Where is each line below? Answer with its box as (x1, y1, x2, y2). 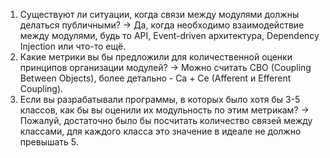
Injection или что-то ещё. (19, 40, 127, 52)
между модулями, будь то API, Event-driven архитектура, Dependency (19, 30, 320, 41)
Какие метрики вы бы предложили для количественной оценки (19, 51, 293, 63)
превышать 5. (19, 136, 79, 148)
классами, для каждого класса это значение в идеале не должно (19, 125, 302, 137)
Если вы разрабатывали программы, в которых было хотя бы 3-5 (19, 94, 301, 105)
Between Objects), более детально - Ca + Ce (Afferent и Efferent (19, 72, 292, 84)
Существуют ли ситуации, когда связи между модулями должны (19, 9, 300, 20)
